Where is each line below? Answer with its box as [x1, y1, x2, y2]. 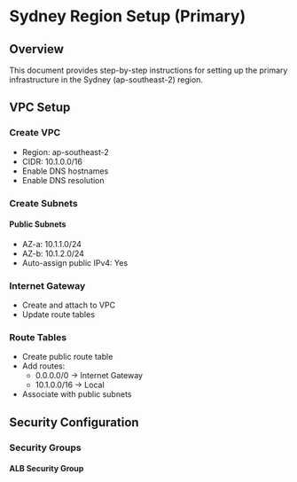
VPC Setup [9, 100, 71, 115]
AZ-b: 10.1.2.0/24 [21, 248, 84, 259]
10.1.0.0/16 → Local [35, 379, 105, 391]
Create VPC [9, 127, 61, 139]
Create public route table [21, 352, 113, 362]
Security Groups [9, 441, 82, 454]
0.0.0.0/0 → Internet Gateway [35, 370, 144, 381]
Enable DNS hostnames [21, 166, 109, 176]
